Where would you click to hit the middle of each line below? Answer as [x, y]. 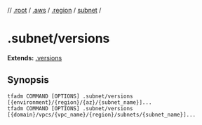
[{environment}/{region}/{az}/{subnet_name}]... [80, 102]
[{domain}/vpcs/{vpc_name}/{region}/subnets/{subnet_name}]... [102, 114]
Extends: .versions [35, 58]
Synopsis [28, 80]
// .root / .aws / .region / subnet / [54, 10]
